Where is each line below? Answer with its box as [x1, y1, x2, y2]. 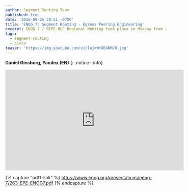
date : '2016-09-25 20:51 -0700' [5, 17, 74, 22]
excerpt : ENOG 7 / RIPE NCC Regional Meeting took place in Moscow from [5, 27, 163, 32]
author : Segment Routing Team [5, 7, 70, 13]
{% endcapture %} [54, 180, 94, 186]
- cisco [10, 41, 26, 46]
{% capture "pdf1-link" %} [5, 174, 61, 180]
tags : [5, 31, 17, 36]
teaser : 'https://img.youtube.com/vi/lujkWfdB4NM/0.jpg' [5, 45, 129, 51]
